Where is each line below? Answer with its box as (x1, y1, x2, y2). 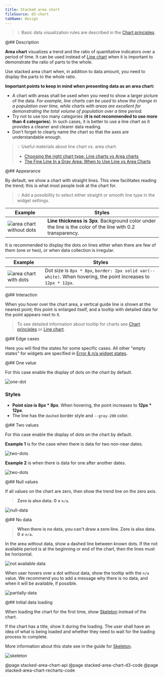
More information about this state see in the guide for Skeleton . (5, 643, 132, 649)
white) (44, 274, 60, 280)
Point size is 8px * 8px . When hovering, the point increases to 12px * (12, 402, 152, 408)
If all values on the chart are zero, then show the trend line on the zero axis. (5, 488, 157, 494)
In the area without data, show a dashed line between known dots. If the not (5, 540, 158, 547)
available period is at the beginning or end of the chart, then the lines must (5, 546, 155, 552)
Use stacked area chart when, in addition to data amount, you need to (5, 69, 145, 75)
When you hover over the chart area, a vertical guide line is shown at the (5, 301, 151, 308)
